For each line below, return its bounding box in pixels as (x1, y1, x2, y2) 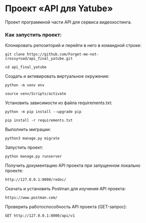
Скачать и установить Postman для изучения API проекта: (5, 186, 126, 192)
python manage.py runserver (5, 154, 62, 159)
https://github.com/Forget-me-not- (26, 52, 99, 57)
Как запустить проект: (5, 31, 62, 38)
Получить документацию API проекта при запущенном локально (5, 162, 141, 169)
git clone (5, 52, 25, 57)
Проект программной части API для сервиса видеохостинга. (5, 19, 132, 25)
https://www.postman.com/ (5, 195, 57, 201)
